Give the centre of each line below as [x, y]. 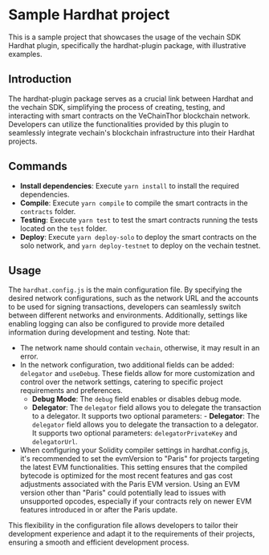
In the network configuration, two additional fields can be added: [127, 365]
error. [29, 356]
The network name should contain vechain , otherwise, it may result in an [140, 348]
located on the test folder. [63, 228]
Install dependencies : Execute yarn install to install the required [129, 185]
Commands [38, 166]
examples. [25, 54]
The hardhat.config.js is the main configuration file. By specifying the [125, 290]
